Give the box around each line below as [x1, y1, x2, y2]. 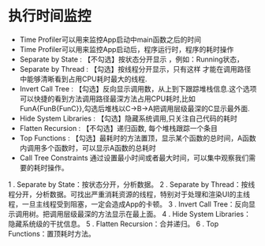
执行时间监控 [8, 7, 92, 25]
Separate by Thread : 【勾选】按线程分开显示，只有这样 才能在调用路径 [19, 64, 252, 73]
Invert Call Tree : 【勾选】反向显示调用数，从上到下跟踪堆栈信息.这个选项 [19, 84, 257, 93]
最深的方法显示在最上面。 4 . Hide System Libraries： [77, 209, 251, 218]
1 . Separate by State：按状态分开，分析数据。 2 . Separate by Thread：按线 [8, 179, 256, 189]
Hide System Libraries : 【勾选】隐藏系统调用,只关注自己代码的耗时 [19, 114, 238, 123]
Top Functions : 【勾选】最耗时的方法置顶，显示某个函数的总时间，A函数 [19, 133, 256, 143]
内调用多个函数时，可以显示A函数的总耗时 [19, 143, 156, 152]
